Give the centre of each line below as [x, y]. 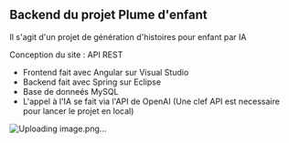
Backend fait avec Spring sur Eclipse [92, 82]
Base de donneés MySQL [70, 91]
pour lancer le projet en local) [78, 111]
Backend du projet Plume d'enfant [108, 15]
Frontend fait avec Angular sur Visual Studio [106, 72]
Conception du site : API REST [66, 55]
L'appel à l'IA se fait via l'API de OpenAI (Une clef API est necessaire [151, 101]
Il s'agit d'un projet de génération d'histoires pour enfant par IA [128, 36]
